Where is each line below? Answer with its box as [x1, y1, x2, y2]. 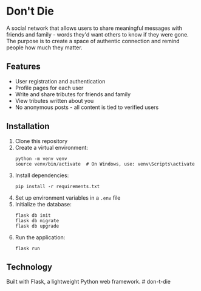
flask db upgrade [15, 223, 60, 229]
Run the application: [15, 233, 66, 241]
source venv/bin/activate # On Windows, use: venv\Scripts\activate [15, 161, 196, 167]
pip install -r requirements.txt [15, 183, 100, 189]
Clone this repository [15, 137, 68, 144]
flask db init [15, 212, 51, 219]
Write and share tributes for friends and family [15, 90, 131, 98]
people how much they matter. [6, 44, 83, 51]
